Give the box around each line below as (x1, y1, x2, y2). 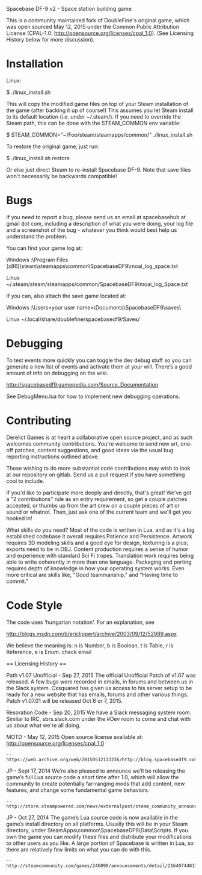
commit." (6, 578, 29, 585)
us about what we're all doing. (6, 721, 81, 729)
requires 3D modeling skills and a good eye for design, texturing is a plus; (6, 539, 188, 546)
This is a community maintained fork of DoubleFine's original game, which (6, 17, 190, 23)
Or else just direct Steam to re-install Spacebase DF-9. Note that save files (6, 166, 191, 173)
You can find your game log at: (6, 244, 82, 252)
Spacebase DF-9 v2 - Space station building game (6, 5, 132, 12)
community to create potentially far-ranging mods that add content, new (6, 780, 185, 787)
